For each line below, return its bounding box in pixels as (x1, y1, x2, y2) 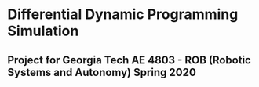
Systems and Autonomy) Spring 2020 (7, 65, 197, 79)
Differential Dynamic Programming (7, 5, 239, 24)
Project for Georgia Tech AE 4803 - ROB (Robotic (7, 53, 252, 67)
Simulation (7, 22, 79, 40)
